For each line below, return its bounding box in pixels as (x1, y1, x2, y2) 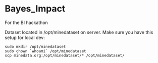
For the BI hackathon (5, 19, 48, 25)
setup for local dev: (5, 34, 45, 40)
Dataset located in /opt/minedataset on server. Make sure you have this (5, 29, 153, 35)
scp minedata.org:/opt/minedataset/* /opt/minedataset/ (5, 53, 125, 58)
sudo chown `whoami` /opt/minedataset (5, 48, 86, 53)
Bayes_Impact (5, 3, 66, 14)
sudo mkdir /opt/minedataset (5, 44, 66, 49)
